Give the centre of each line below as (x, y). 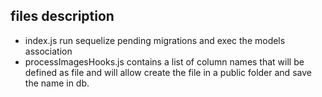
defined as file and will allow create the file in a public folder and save (168, 72)
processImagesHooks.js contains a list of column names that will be (164, 61)
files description (62, 16)
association (48, 51)
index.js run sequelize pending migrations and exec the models (155, 40)
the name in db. (57, 83)
